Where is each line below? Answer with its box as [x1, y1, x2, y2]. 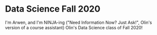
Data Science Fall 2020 [5, 3, 101, 15]
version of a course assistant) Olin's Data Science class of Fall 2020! [5, 24, 143, 30]
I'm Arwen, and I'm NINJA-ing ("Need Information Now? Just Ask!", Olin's [5, 19, 152, 25]
